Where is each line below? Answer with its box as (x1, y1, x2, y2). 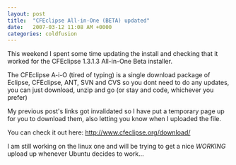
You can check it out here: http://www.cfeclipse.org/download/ (7, 128, 191, 137)
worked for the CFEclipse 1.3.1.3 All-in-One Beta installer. (7, 57, 173, 66)
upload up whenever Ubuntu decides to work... (7, 149, 145, 158)
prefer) (7, 93, 28, 102)
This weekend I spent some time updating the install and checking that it (7, 50, 218, 58)
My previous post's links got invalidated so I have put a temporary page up (7, 107, 225, 115)
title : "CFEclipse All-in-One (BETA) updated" (7, 17, 151, 24)
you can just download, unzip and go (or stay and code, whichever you (7, 86, 214, 94)
